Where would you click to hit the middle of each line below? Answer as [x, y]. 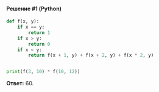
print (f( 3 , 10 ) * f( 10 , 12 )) [43, 72]
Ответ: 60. [20, 83]
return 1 [39, 33]
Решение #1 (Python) [34, 9]
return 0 [39, 44]
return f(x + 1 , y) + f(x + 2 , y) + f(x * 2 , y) [91, 55]
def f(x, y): [23, 21]
